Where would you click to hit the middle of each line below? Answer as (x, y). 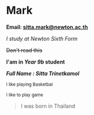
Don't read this (24, 50)
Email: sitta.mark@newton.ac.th (47, 27)
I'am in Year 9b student (36, 62)
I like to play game (25, 95)
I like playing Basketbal (29, 84)
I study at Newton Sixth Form (42, 38)
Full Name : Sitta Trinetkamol (43, 73)
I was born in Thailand (48, 106)
